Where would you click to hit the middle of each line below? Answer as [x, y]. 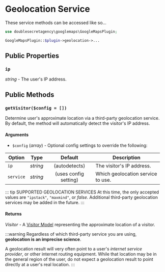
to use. [103, 180]
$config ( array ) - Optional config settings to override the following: [80, 145]
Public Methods [30, 95]
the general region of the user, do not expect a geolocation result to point [79, 259]
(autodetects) [69, 166]
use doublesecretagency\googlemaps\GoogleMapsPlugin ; [61, 31]
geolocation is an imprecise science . [43, 240]
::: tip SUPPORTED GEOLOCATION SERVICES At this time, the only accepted [82, 192]
